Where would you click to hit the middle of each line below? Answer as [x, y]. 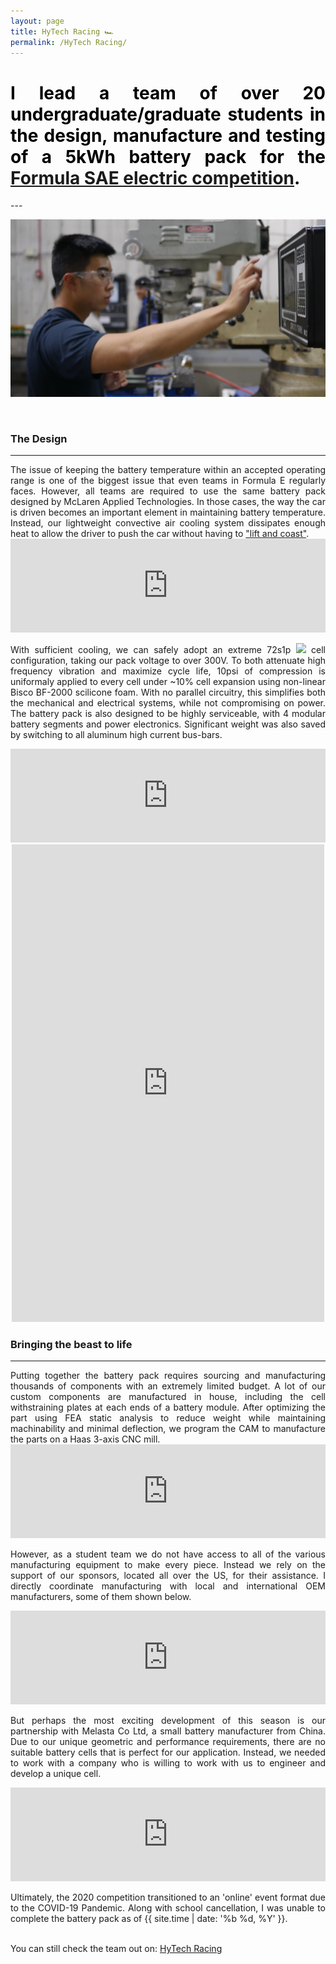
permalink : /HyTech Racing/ [69, 42]
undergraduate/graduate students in [168, 114]
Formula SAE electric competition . [155, 177]
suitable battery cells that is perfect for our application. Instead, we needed [168, 1752]
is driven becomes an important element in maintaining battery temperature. [168, 512]
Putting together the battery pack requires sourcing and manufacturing [168, 1376]
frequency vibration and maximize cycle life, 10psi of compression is [168, 671]
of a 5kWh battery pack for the [168, 156]
